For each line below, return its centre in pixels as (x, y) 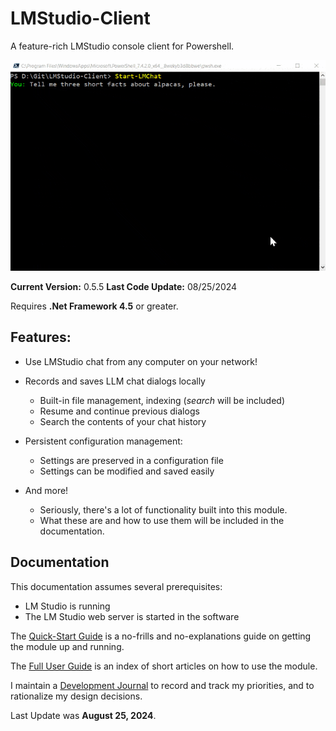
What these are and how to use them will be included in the (162, 520)
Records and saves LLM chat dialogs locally (115, 381)
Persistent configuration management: (103, 441)
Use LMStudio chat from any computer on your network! (141, 361)
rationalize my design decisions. (76, 696)
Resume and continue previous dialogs (119, 411)
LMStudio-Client (80, 18)
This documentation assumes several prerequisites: (116, 586)
